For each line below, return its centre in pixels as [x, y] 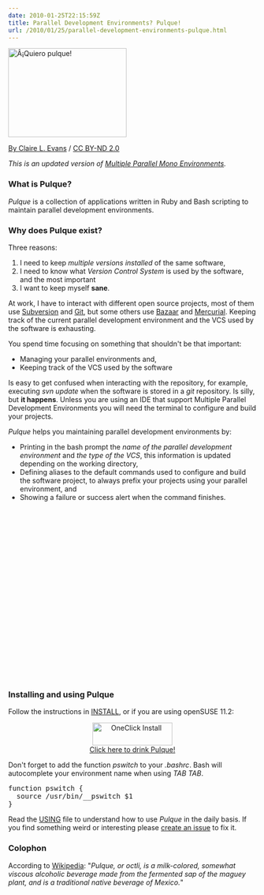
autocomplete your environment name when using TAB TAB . [106, 773]
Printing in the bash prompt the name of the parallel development [126, 446]
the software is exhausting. [52, 328]
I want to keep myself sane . [65, 288]
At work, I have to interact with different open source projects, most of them [131, 303]
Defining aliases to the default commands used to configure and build [133, 472]
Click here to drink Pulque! [132, 750]
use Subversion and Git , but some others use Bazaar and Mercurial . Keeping [132, 311]
